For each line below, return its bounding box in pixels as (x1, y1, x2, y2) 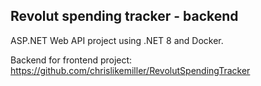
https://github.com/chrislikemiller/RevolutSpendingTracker (10, 64, 251, 76)
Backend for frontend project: (10, 54, 133, 66)
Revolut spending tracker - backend (10, 8, 239, 25)
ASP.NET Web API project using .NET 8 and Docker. (10, 34, 224, 46)
